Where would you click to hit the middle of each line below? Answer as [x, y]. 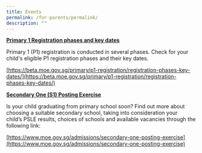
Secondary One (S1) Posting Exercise [54, 95]
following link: [24, 126]
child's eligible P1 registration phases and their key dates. [77, 59]
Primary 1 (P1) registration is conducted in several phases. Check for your [97, 52]
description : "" [27, 23]
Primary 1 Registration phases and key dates [63, 41]
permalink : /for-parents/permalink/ [52, 18]
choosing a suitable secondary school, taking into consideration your [92, 113]
